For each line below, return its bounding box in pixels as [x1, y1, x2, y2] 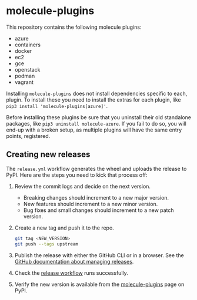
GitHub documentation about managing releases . [14, 258, 134, 265]
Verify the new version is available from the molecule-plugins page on [14, 281, 185, 288]
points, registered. [6, 132, 51, 139]
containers [14, 41, 41, 48]
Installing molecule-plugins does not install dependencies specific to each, [6, 90, 188, 97]
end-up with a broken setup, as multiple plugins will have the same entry [6, 126, 182, 133]
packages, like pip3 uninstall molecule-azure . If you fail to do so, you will [6, 120, 186, 127]
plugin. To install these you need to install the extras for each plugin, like [6, 96, 181, 103]
